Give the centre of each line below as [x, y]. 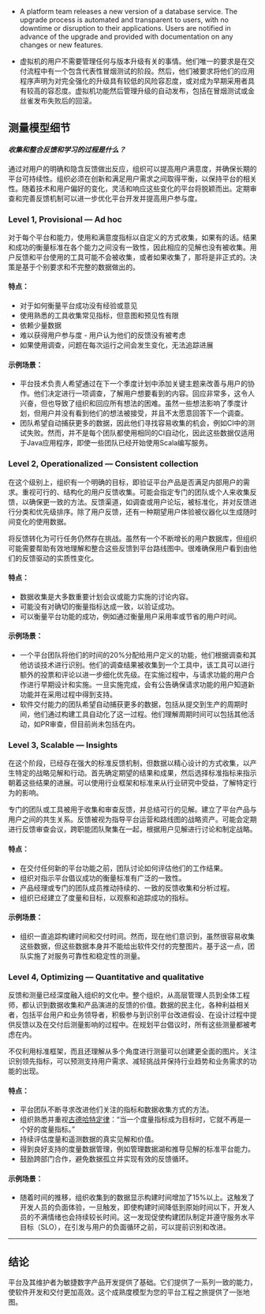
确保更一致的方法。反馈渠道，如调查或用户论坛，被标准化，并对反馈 [139, 501]
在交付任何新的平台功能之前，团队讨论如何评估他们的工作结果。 [123, 868]
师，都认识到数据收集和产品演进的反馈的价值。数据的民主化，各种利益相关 [129, 1005]
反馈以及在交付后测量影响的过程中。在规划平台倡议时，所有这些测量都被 [132, 1025]
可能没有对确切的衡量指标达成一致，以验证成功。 [99, 606]
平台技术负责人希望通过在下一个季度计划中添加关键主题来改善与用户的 [134, 384]
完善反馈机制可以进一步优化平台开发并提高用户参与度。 [112, 198]
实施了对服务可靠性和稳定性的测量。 [85, 955]
